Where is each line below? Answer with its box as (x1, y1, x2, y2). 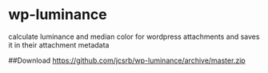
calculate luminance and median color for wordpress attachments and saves (8, 32, 260, 41)
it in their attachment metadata (8, 40, 110, 49)
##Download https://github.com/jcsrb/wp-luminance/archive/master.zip (8, 56, 246, 65)
